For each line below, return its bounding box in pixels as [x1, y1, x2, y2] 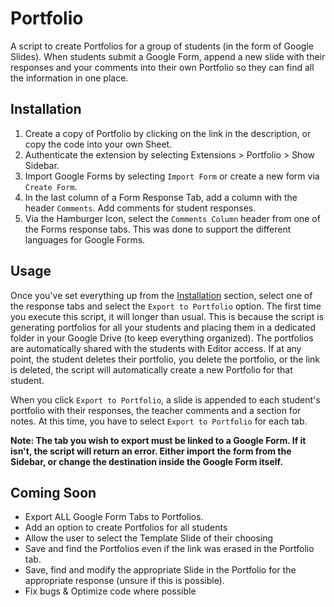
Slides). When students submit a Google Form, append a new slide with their [10, 50, 326, 62]
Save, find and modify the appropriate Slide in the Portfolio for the [24, 564, 297, 576]
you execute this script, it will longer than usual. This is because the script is [10, 310, 325, 322]
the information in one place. [10, 72, 129, 84]
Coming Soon [10, 484, 97, 501]
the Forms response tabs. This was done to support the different [24, 223, 292, 235]
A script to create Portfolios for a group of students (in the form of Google [10, 40, 314, 52]
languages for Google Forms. [24, 233, 146, 246]
